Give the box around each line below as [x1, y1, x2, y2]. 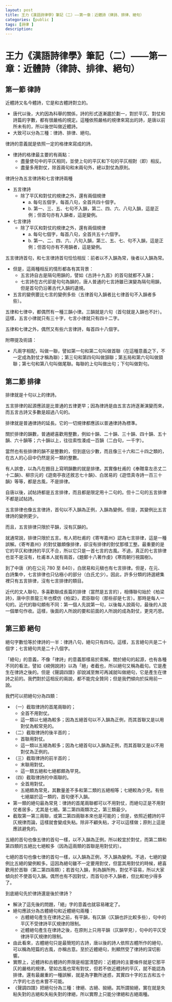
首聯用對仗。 [20, 736, 48, 742]
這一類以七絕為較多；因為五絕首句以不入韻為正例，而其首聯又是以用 [20, 716, 164, 722]
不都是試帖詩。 [5, 496, 37, 502]
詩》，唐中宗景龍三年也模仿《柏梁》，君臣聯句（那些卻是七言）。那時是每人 [5, 595, 160, 601]
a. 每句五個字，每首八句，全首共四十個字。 [28, 199, 119, 205]
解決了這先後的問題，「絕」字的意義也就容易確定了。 [12, 901, 123, 907]
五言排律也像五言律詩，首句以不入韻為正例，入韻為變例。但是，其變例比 [5, 506, 158, 513]
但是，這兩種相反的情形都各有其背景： [12, 266, 94, 272]
